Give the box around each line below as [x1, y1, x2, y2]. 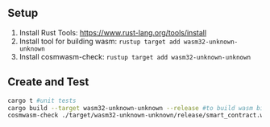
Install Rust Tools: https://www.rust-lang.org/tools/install [19, 27, 207, 37]
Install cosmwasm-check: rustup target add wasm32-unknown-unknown [19, 51, 251, 61]
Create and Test [7, 76, 89, 89]
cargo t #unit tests [7, 96, 77, 104]
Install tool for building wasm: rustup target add [19, 36, 181, 46]
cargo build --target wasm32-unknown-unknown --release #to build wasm [7, 104, 253, 112]
